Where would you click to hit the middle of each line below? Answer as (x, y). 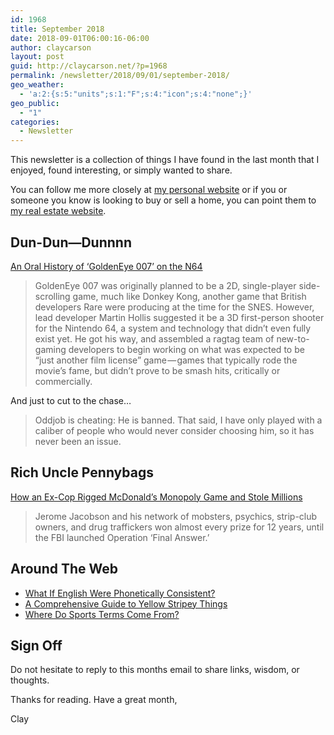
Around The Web (64, 569)
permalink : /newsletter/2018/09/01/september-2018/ (120, 76)
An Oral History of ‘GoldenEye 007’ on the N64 (106, 266)
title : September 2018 (57, 29)
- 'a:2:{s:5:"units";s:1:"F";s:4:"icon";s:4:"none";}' (136, 94)
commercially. (63, 381)
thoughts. (30, 680)
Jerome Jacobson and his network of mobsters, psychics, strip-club (176, 516)
